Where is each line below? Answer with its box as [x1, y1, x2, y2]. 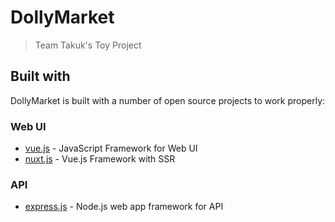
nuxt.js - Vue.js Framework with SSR [24, 153, 176, 165]
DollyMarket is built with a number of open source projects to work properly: [10, 94, 326, 106]
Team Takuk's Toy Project [34, 39, 142, 51]
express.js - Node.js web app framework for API [24, 201, 224, 213]
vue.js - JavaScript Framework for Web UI [24, 142, 198, 155]
